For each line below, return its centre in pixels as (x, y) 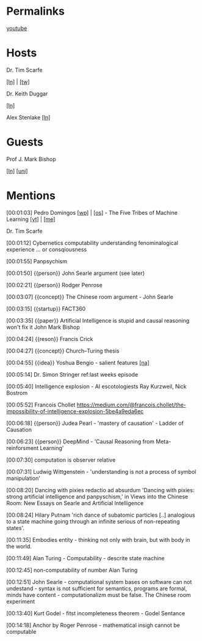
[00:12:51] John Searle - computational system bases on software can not (99, 582)
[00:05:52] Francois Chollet (41, 405)
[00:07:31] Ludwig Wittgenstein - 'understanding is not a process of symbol (101, 471)
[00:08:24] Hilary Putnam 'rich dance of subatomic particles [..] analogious (101, 515)
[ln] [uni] (17, 171)
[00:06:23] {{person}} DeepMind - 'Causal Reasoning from (80, 441)
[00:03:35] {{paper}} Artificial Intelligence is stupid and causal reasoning (98, 320)
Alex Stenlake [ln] (28, 117)
